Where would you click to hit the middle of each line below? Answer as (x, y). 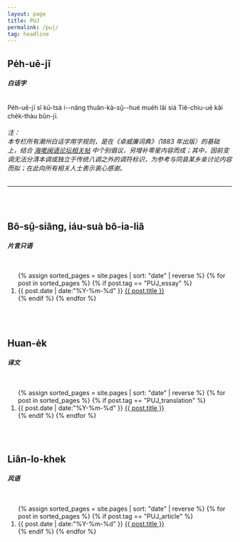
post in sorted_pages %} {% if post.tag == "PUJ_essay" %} (105, 283)
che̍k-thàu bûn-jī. (33, 116)
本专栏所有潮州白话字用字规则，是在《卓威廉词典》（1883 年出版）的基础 (114, 141)
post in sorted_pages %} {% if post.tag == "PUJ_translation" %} (112, 401)
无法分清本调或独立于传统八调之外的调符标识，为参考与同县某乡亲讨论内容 (122, 159)
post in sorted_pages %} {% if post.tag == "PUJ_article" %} (105, 516)
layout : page (27, 14)
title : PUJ (24, 21)
